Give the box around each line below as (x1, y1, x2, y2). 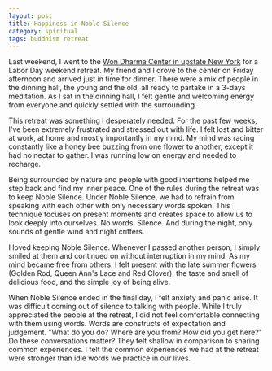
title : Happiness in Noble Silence (8, 20, 129, 28)
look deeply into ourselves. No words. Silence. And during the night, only (8, 218, 253, 228)
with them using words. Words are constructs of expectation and (8, 319, 226, 329)
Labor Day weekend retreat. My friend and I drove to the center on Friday (8, 66, 254, 76)
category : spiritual (8, 27, 79, 35)
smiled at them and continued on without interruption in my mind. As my (8, 251, 251, 261)
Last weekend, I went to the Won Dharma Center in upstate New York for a (8, 57, 259, 67)
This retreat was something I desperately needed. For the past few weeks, (8, 116, 258, 126)
